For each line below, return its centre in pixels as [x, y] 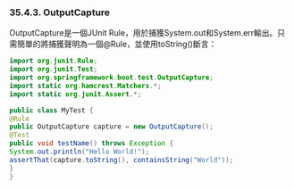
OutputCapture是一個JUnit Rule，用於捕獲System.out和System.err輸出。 [143, 33]
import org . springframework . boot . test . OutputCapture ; [112, 78]
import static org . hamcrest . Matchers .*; [86, 86]
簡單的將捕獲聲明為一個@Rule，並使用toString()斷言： [117, 44]
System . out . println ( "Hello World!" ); [80, 152]
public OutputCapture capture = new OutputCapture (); [112, 127]
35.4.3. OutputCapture [59, 12]
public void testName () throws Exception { [92, 144]
